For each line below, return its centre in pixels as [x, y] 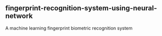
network [19, 16]
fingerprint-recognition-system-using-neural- [81, 8]
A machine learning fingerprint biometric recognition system [69, 28]
